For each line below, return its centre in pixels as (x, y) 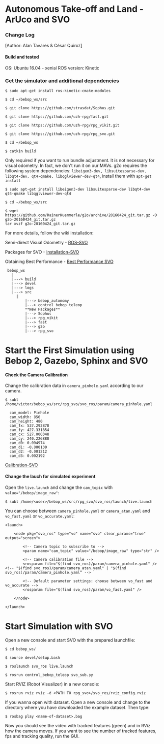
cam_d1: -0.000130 (28, 447)
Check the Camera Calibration (36, 375)
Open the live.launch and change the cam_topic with (59, 487)
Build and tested (22, 57)
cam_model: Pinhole (29, 413)
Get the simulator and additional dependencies (62, 81)
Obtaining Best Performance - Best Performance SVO (59, 261)
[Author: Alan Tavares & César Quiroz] (44, 46)
